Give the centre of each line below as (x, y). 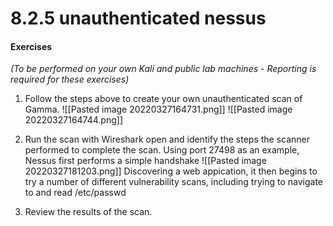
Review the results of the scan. (88, 212)
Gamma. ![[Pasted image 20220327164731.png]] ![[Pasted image (158, 109)
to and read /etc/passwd (75, 193)
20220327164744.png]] (74, 120)
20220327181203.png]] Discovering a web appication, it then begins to (171, 171)
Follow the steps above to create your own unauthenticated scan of (163, 99)
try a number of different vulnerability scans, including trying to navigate (174, 182)
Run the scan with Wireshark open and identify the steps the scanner (167, 139)
